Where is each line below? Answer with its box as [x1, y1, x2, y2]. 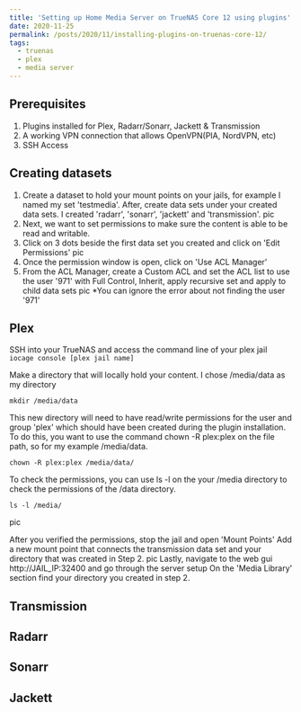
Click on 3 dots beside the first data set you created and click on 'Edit [22, 237, 280, 248]
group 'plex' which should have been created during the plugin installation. [9, 422, 286, 432]
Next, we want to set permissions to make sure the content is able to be [22, 218, 288, 229]
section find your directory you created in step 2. [9, 573, 190, 583]
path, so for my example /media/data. [9, 441, 148, 452]
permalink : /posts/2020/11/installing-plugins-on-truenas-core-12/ [9, 30, 268, 39]
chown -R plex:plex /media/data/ [9, 458, 135, 467]
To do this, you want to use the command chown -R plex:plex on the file [9, 432, 276, 442]
